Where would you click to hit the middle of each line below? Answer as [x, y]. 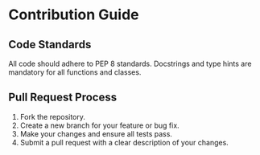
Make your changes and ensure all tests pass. [96, 133]
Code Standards [50, 45]
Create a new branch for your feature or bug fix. [99, 125]
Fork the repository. [53, 116]
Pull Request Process [63, 98]
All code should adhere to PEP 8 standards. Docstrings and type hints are [130, 63]
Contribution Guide [74, 15]
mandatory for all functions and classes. [75, 72]
